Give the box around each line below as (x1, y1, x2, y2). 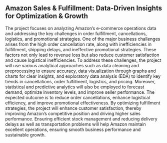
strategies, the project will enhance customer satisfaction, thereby (5, 105, 141, 111)
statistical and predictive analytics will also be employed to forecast (5, 84, 144, 90)
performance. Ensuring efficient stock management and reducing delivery (5, 115, 157, 122)
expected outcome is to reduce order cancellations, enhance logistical (5, 94, 150, 100)
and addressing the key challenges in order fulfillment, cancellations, (5, 30, 147, 37)
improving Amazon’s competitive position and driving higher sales (5, 110, 141, 116)
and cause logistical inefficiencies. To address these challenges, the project (5, 57, 161, 63)
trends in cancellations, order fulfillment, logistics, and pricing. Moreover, (5, 78, 156, 84)
